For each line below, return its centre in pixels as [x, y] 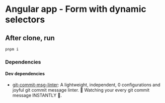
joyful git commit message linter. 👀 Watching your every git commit [81, 90]
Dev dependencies [25, 74]
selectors [25, 20]
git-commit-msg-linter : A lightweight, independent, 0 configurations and [86, 85]
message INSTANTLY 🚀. [37, 95]
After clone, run [30, 38]
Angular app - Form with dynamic [76, 9]
